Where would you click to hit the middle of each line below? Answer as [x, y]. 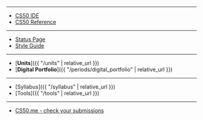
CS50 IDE [27, 15]
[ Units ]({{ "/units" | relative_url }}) [57, 63]
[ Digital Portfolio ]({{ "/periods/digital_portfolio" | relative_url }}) [94, 69]
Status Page [30, 39]
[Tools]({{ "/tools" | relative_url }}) [57, 93]
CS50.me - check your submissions [60, 110]
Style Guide [29, 46]
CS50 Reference [35, 22]
